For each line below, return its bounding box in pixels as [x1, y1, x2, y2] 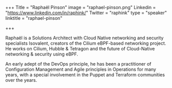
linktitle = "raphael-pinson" [5, 15, 63, 21]
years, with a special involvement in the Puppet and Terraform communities [5, 72, 165, 78]
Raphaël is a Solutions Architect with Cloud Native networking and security [5, 35, 164, 41]
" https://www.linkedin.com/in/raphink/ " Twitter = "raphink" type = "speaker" [5, 10, 167, 16]
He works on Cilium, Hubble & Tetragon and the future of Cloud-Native [5, 46, 155, 51]
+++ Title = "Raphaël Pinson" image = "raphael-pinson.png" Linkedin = [5, 5, 156, 10]
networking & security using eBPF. [5, 51, 79, 57]
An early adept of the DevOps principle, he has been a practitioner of [5, 61, 151, 67]
